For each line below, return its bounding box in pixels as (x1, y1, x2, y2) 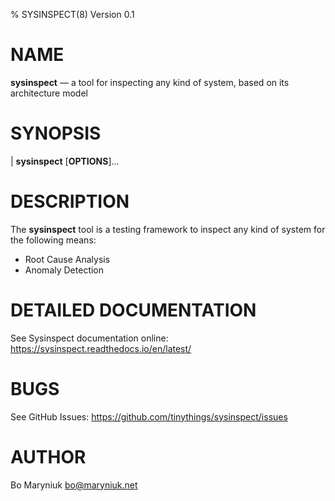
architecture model (10, 87, 88, 99)
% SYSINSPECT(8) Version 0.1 (10, 9, 135, 20)
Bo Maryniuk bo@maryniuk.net (10, 479, 138, 491)
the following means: (10, 234, 97, 246)
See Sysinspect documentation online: (10, 332, 169, 344)
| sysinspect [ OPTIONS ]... (10, 155, 120, 167)
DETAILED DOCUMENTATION (10, 299, 257, 321)
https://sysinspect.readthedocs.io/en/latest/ (10, 342, 192, 354)
